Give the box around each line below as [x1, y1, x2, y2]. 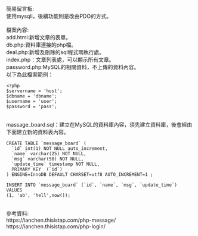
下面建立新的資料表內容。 [6, 128, 69, 136]
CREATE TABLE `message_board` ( [6, 140, 86, 146]
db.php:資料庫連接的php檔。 [6, 41, 77, 48]
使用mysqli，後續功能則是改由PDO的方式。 [6, 12, 112, 20]
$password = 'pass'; [6, 103, 58, 109]
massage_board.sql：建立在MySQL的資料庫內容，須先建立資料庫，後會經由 [6, 121, 193, 128]
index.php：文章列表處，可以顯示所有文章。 [6, 56, 115, 63]
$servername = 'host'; [6, 88, 63, 94]
